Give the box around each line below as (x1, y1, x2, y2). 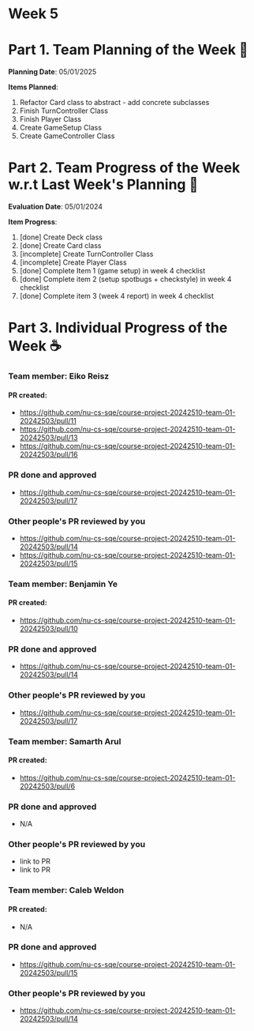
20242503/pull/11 (19, 416, 77, 426)
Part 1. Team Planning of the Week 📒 (8, 41, 248, 59)
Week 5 (8, 5, 59, 23)
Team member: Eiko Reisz (8, 371, 110, 382)
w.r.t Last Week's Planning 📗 (8, 175, 199, 194)
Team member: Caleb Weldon (8, 885, 125, 896)
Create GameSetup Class (19, 123, 103, 133)
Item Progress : (8, 217, 58, 227)
